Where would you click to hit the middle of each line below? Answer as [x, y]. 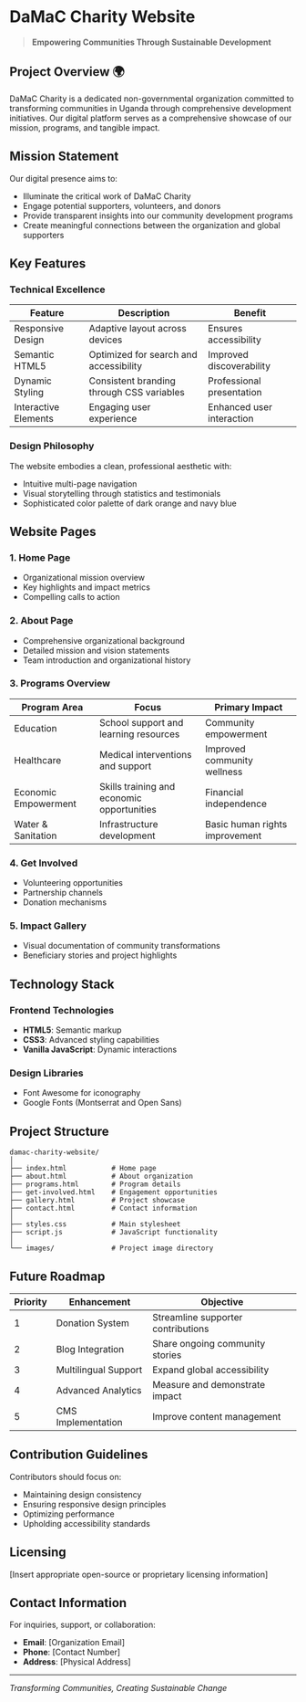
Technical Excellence [58, 289]
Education [36, 728]
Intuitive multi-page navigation [80, 483]
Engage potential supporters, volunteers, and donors [122, 205]
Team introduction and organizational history [107, 660]
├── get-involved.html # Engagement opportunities [114, 1192]
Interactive [37, 407]
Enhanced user [240, 407]
